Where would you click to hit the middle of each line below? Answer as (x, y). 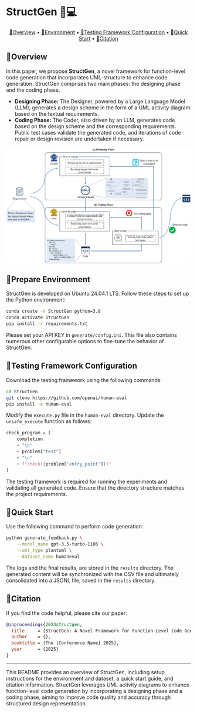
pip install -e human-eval (39, 404)
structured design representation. (47, 703)
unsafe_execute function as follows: (49, 421)
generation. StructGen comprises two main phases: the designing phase (93, 83)
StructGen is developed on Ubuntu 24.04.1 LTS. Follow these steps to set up (98, 294)
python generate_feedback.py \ (44, 538)
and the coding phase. (33, 90)
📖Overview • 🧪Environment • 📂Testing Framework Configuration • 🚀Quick (98, 32)
